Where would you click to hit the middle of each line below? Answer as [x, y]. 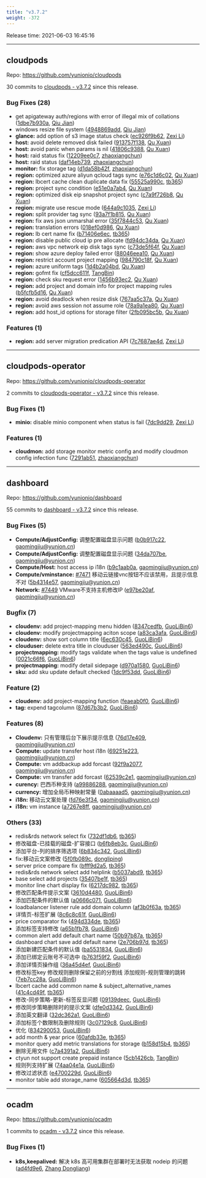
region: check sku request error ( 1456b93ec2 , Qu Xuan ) [86, 279]
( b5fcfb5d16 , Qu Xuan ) [44, 292]
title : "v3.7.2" [27, 12]
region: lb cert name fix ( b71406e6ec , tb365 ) [72, 233]
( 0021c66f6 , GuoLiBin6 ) [45, 659]
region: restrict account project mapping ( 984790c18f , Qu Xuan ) [97, 260]
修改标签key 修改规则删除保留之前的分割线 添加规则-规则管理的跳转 [100, 972]
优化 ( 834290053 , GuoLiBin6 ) [53, 1030]
